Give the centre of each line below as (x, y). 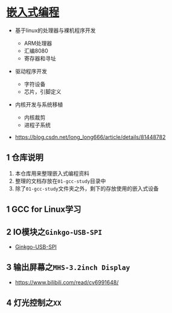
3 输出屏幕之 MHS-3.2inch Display (68, 267)
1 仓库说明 (25, 158)
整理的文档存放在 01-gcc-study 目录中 (60, 181)
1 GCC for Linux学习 (44, 209)
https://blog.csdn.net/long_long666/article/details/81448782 (90, 137)
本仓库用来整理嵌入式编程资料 (52, 173)
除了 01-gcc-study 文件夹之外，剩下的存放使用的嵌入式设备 (87, 188)
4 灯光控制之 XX (34, 303)
